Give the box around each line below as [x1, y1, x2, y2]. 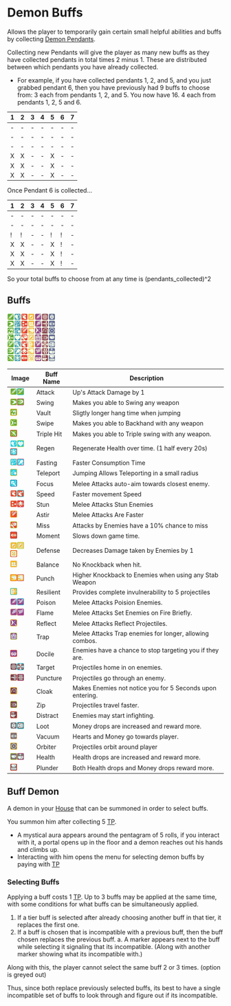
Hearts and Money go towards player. [72, 732, 179, 741]
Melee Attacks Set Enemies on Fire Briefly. [72, 609, 192, 617]
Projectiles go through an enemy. [72, 674, 166, 682]
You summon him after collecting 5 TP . [7, 817, 117, 826]
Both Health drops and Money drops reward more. [72, 763, 214, 772]
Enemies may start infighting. [72, 712, 155, 720]
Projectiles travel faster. [72, 701, 140, 709]
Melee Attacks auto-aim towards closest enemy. [72, 479, 210, 488]
